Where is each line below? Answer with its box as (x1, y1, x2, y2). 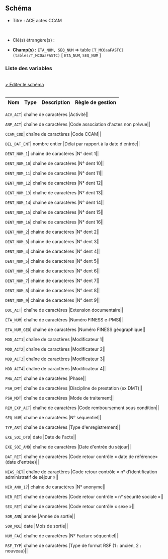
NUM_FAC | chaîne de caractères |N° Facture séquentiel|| (5, 533, 118, 539)
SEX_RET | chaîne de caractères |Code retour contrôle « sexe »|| (5, 504, 135, 510)
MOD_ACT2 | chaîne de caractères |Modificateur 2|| (5, 346, 106, 352)
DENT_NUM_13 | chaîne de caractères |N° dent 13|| (5, 190, 104, 196)
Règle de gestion (74, 99, 117, 106)
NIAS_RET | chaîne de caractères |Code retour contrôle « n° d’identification (5, 469, 157, 475)
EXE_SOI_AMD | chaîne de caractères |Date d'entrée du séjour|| (5, 444, 131, 450)
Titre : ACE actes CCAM (12, 17, 62, 23)
